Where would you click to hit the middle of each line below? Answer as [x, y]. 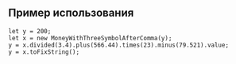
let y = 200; [30, 31]
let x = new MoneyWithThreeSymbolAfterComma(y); [90, 38]
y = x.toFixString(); [44, 52]
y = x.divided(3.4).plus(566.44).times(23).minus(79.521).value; [118, 45]
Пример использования [71, 13]
